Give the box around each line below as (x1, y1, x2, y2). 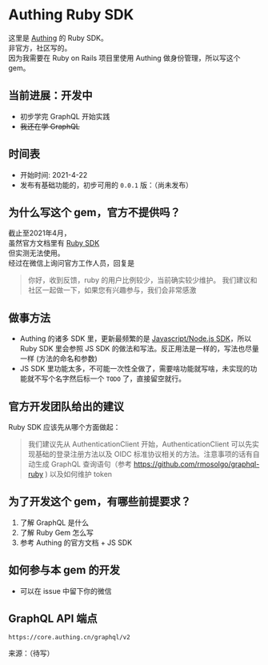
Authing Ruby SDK (8, 6, 134, 24)
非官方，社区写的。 (8, 42, 72, 53)
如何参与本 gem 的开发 (8, 563, 120, 577)
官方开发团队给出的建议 (8, 399, 124, 413)
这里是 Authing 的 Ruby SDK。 (8, 33, 108, 42)
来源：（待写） (8, 648, 54, 658)
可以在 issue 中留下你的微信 (19, 586, 112, 595)
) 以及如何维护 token (45, 470, 113, 479)
